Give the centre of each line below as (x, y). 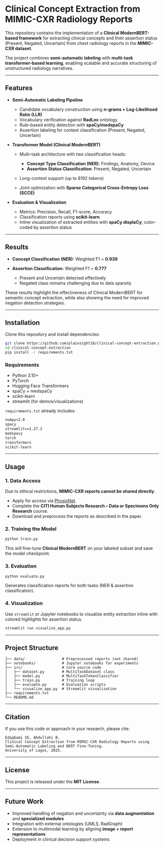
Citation (18, 717)
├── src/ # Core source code (53, 668)
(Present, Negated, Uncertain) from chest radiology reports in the (71, 43)
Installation (22, 323)
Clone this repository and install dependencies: (52, 335)
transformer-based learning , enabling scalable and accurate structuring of (81, 63)
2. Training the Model (31, 529)
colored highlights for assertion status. (44, 619)
